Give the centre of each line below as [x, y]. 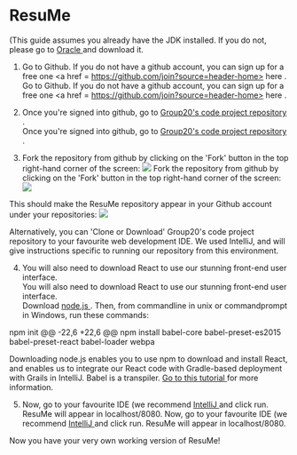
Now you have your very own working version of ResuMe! [115, 440]
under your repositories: [53, 214]
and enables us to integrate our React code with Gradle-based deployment [146, 368]
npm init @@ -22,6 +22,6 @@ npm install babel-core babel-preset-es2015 [145, 332]
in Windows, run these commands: [85, 315]
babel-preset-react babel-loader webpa [82, 341]
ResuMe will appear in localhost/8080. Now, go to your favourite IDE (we [155, 413]
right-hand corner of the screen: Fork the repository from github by [150, 168]
